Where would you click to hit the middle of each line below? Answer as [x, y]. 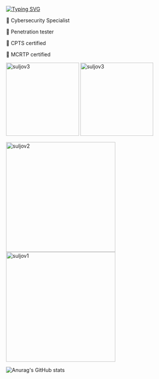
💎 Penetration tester [30, 32]
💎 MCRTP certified [28, 54]
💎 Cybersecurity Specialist [38, 20]
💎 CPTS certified [26, 43]
